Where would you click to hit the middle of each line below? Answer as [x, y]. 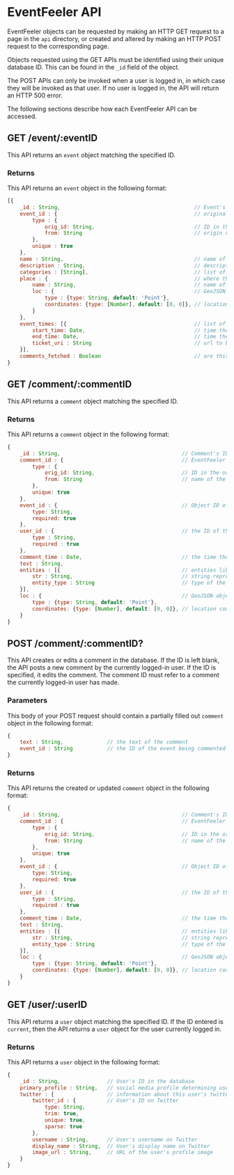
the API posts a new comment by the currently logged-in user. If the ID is [112, 668]
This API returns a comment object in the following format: [88, 434]
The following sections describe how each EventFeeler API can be [102, 109]
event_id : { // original [124, 214]
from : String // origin [133, 233]
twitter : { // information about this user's [114, 1094]
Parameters [27, 700]
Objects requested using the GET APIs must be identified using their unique [116, 59]
